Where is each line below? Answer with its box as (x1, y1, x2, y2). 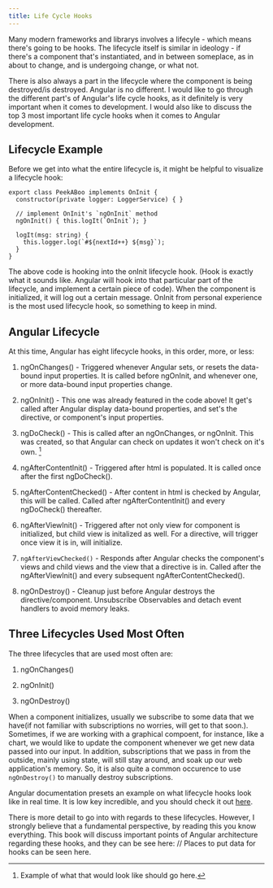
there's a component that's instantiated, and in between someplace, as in (8, 51, 254, 61)
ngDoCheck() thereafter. (19, 504, 102, 514)
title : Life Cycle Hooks (8, 11, 93, 20)
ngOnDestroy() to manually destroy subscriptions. (8, 772, 173, 781)
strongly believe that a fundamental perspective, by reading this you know (8, 821, 257, 830)
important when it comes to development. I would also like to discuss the (8, 102, 253, 111)
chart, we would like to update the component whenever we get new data (8, 738, 255, 747)
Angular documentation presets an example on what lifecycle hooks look (8, 788, 252, 798)
